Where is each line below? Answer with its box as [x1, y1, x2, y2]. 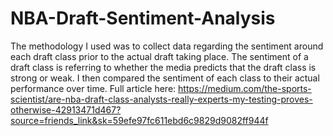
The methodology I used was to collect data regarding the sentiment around [10, 40, 324, 52]
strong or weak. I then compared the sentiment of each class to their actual [10, 72, 320, 84]
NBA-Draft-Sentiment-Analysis [10, 7, 276, 30]
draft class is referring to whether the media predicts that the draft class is [10, 61, 317, 73]
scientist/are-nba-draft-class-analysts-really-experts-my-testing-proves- [10, 93, 313, 105]
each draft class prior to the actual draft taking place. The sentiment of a [10, 50, 309, 62]
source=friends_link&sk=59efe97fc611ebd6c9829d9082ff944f [10, 114, 269, 126]
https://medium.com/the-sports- [178, 82, 312, 94]
